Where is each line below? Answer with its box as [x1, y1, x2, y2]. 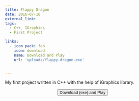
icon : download [14, 48, 45, 53]
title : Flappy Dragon [5, 7, 50, 12]
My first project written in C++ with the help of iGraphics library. [5, 79, 135, 85]
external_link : [5, 16, 36, 21]
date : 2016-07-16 [5, 12, 41, 17]
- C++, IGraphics [9, 26, 45, 31]
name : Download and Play [14, 53, 65, 58]
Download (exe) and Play [59, 90, 106, 95]
